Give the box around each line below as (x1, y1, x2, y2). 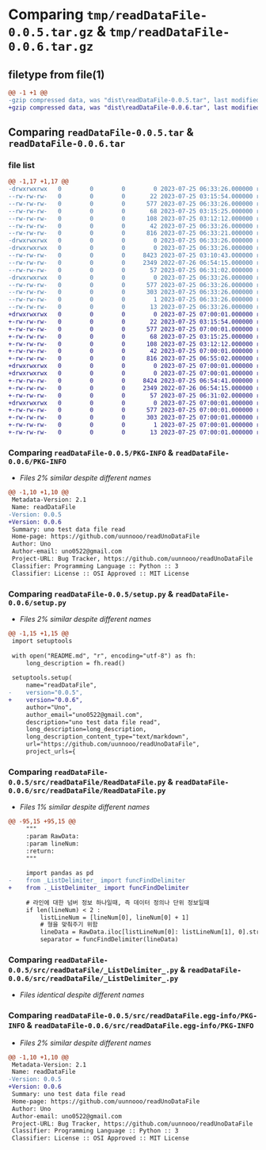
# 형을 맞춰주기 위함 (40, 921, 98, 929)
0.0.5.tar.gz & (8, 22, 107, 40)
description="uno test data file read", (25, 718, 161, 726)
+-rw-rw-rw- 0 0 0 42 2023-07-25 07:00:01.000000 (8, 347, 253, 355)
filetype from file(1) (8, 67, 105, 81)
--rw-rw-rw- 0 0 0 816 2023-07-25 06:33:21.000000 (8, 229, 253, 237)
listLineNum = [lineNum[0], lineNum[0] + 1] (40, 914, 190, 922)
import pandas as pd (25, 869, 93, 877)
